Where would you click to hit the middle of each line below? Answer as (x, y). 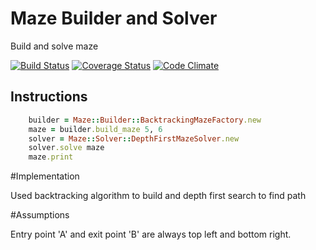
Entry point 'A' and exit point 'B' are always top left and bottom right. (151, 234)
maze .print (51, 157)
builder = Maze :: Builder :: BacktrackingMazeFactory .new (145, 120)
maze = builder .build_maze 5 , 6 (95, 129)
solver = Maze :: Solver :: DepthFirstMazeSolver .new (134, 138)
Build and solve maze (54, 46)
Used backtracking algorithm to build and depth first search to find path (158, 196)
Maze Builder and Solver (114, 18)
